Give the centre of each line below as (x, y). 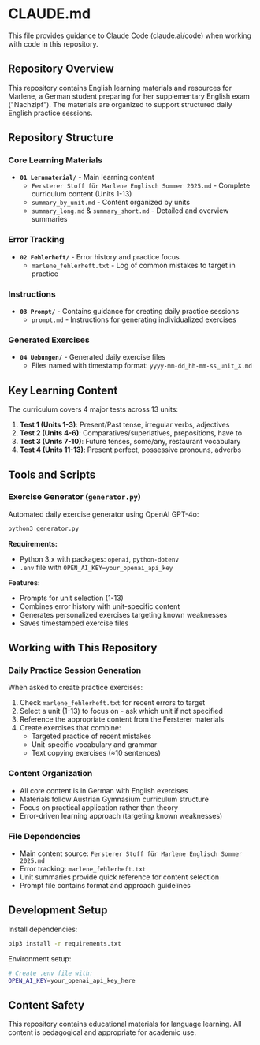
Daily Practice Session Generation (75, 670)
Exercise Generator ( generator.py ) (75, 497)
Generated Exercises (49, 340)
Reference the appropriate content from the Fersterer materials (122, 719)
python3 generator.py (44, 528)
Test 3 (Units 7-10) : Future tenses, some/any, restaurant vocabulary (130, 442)
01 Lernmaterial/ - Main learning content (87, 177)
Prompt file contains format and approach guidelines (105, 885)
